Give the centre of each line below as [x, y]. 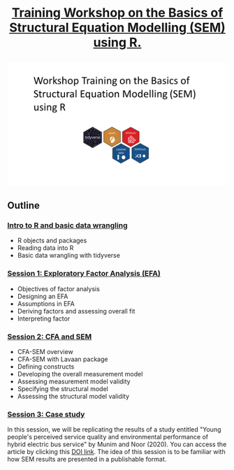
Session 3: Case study [46, 414]
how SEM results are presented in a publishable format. [87, 460]
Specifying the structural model [63, 388]
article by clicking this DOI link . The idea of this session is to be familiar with [116, 452]
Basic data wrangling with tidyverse [69, 256]
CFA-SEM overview [45, 351]
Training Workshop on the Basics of [117, 13]
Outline [23, 206]
